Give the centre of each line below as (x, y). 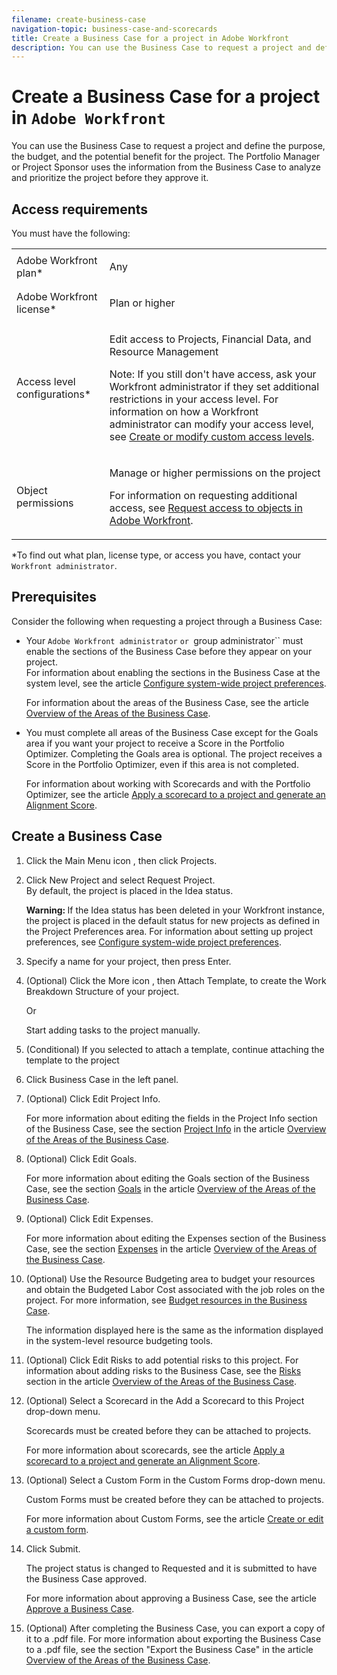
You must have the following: (71, 233)
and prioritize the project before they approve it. (110, 178)
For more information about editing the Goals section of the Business (167, 1178)
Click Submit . (53, 1548)
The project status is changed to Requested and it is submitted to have (171, 1568)
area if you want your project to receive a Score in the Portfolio (155, 743)
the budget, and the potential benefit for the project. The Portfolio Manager (166, 157)
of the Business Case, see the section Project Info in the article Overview (176, 1128)
